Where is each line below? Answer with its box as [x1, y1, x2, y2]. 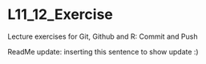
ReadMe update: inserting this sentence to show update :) [7, 47, 199, 56]
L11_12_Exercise [7, 6, 114, 24]
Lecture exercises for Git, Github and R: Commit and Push [7, 32, 198, 41]
